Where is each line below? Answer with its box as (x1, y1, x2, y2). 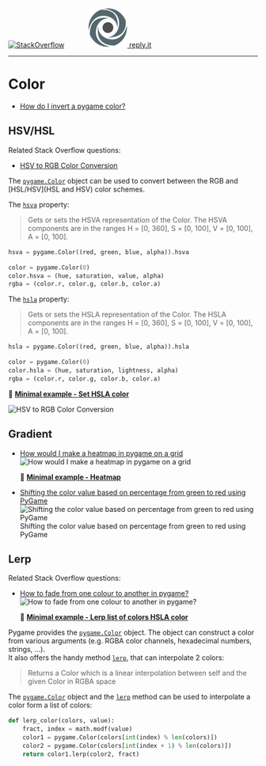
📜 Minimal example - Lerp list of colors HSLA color (19, 612, 188, 622)
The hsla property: (8, 294, 70, 304)
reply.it (129, 40, 152, 49)
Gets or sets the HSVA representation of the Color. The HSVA (27, 214, 228, 225)
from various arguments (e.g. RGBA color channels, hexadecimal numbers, (8, 636, 252, 646)
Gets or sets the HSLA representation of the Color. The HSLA (27, 309, 227, 320)
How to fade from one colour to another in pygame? (19, 589, 189, 598)
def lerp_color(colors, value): (8, 717, 115, 725)
